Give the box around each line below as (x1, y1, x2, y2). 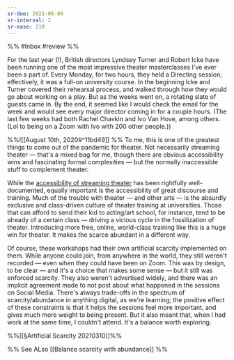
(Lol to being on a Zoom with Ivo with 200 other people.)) (7, 123, 171, 131)
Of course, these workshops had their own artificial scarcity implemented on (7, 244, 227, 253)
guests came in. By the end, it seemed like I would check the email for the (7, 100, 219, 109)
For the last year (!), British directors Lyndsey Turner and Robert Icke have (7, 56, 219, 64)
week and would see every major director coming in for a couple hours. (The (7, 107, 227, 116)
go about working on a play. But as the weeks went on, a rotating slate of (7, 93, 217, 101)
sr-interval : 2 (7, 17, 52, 24)
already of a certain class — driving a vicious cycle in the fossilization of (7, 216, 214, 224)
